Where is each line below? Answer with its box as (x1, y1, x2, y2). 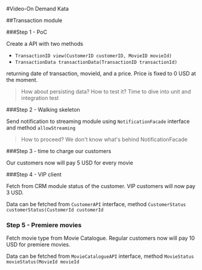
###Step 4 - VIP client (6, 171, 62, 178)
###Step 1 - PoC (6, 28, 48, 36)
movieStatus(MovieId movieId (6, 259, 80, 265)
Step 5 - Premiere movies (6, 221, 82, 229)
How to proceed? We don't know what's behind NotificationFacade (21, 136, 188, 143)
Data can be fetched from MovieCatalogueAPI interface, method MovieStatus (6, 253, 194, 260)
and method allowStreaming (6, 124, 76, 131)
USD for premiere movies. (6, 241, 71, 248)
